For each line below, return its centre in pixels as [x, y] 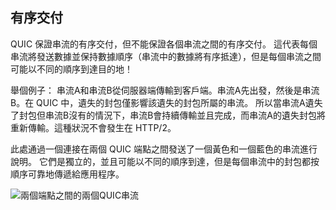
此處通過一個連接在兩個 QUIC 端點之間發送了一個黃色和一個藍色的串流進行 [164, 149]
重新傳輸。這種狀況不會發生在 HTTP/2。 [93, 127]
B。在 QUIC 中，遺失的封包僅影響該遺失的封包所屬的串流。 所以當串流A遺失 [166, 102]
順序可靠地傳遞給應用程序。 [67, 174]
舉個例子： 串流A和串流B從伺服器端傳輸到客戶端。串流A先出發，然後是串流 [165, 90]
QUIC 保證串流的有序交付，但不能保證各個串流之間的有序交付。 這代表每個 [164, 44]
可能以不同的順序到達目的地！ [71, 69]
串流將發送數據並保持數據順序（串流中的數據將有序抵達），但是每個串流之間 [166, 56]
